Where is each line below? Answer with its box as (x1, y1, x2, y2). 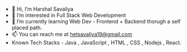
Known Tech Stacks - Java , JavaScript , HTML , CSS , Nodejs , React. (11, 39, 182, 46)
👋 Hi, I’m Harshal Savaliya (11, 6, 74, 12)
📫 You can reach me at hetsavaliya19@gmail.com (11, 31, 132, 37)
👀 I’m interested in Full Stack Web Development (11, 12, 126, 19)
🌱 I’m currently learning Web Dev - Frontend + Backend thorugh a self (11, 18, 181, 25)
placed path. (11, 24, 42, 31)
